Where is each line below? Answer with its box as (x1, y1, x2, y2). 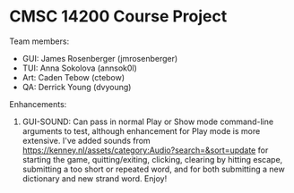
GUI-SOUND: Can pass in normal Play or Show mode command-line (22, 116, 274, 127)
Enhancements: (9, 98, 67, 109)
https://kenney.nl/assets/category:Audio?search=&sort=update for (22, 145, 269, 155)
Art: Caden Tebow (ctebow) (22, 71, 125, 82)
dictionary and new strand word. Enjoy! (22, 172, 168, 184)
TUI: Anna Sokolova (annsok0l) (22, 63, 137, 73)
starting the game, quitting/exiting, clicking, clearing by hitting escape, (22, 154, 283, 164)
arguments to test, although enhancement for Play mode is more (22, 125, 261, 136)
